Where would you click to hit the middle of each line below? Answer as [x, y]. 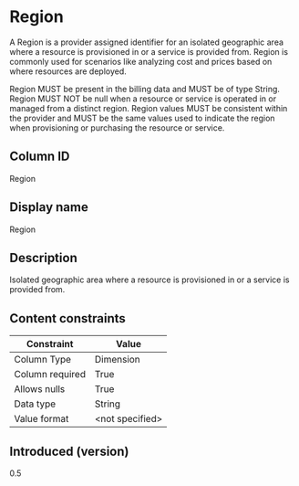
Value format [41, 419]
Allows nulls [40, 389]
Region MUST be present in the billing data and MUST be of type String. [145, 89]
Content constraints [67, 318]
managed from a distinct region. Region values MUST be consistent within [149, 108]
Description [43, 258]
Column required [50, 375]
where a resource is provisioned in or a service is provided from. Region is [149, 51]
